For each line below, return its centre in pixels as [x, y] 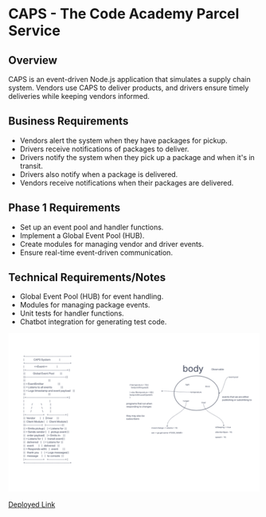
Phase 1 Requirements [65, 208]
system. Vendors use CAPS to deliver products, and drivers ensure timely [129, 88]
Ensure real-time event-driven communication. [96, 253]
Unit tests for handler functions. [72, 313]
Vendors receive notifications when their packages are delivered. [127, 182]
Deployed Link [32, 505]
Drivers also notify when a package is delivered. [99, 174]
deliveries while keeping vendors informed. [79, 96]
